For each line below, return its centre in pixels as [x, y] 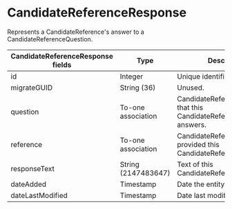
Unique [189, 76]
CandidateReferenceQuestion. [50, 39]
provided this [198, 144]
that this [190, 107]
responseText [33, 168]
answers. [192, 124]
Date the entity [201, 184]
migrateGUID [32, 88]
